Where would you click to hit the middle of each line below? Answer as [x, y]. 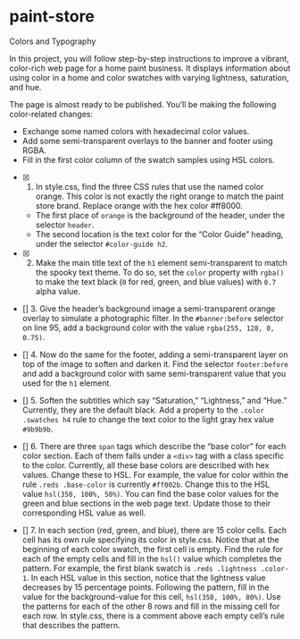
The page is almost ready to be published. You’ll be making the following [143, 104]
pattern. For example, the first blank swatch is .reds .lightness [139, 568]
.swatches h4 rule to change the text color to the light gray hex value [148, 419]
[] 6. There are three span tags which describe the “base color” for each [154, 446]
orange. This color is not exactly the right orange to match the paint [159, 196]
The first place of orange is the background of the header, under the [160, 215]
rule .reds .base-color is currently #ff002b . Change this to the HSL [146, 484]
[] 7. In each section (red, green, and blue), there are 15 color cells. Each [154, 530]
